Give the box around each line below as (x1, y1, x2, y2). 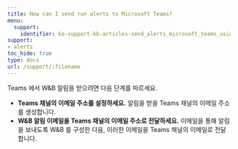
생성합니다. (25, 107, 57, 116)
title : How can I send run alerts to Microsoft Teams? (7, 10, 173, 18)
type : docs (7, 57, 40, 64)
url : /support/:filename (7, 63, 81, 70)
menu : (7, 17, 23, 24)
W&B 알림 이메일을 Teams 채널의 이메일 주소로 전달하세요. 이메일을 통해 (17, 116, 217, 125)
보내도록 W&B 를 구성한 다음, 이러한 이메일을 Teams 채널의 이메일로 (25, 125, 214, 133)
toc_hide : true (7, 50, 52, 57)
